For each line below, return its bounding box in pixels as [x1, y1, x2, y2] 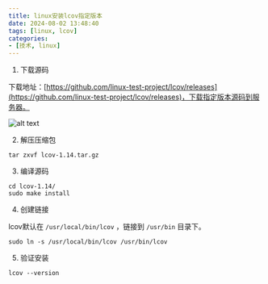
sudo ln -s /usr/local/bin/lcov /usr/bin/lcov [8, 238, 168, 246]
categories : [8, 34, 48, 43]
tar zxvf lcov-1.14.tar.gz [8, 151, 99, 160]
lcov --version [8, 269, 60, 278]
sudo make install [8, 190, 70, 198]
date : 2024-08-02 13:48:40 [8, 19, 99, 27]
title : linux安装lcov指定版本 [8, 11, 103, 20]
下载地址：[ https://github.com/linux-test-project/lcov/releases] [8, 82, 218, 92]
